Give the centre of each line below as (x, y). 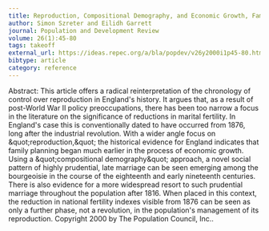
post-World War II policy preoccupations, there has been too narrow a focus (133, 107)
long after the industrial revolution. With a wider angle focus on (112, 133)
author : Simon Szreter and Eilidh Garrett (80, 23)
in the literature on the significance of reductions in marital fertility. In (122, 116)
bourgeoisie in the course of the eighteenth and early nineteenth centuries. (132, 176)
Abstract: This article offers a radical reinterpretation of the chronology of (129, 91)
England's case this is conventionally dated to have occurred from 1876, (127, 124)
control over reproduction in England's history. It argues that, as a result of (131, 99)
